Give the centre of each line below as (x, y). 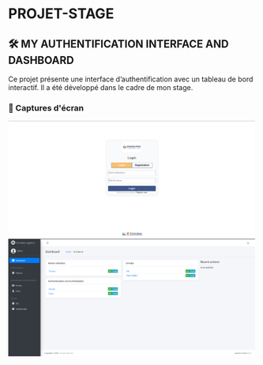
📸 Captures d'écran (46, 107)
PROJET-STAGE (61, 14)
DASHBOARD (41, 60)
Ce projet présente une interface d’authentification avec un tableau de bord (131, 79)
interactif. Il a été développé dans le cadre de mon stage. (101, 87)
